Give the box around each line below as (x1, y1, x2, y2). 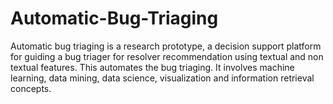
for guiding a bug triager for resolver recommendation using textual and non (10, 50, 324, 62)
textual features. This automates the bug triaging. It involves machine (10, 61, 295, 73)
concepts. (10, 82, 52, 94)
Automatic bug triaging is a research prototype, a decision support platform (10, 40, 322, 52)
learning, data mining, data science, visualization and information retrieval (10, 72, 315, 84)
